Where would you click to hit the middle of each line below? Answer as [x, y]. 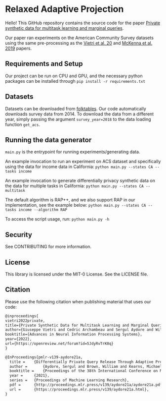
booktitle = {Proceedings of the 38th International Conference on [84, 371]
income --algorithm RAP [43, 210]
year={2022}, [19, 339]
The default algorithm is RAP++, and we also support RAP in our [70, 200]
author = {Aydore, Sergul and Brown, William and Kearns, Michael [86, 366]
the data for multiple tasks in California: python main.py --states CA [75, 186]
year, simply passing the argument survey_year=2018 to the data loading [78, 119]
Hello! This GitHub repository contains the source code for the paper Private [83, 23]
